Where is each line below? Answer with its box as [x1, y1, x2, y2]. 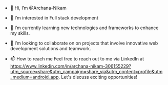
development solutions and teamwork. [10, 46, 91, 51]
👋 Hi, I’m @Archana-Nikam [10, 5, 67, 11]
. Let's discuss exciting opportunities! [58, 74, 137, 80]
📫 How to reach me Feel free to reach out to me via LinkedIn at [10, 56, 144, 61]
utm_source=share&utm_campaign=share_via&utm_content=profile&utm [10, 69, 163, 74]
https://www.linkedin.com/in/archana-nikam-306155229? [10, 63, 132, 69]
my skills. [10, 30, 30, 36]
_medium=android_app [10, 74, 59, 80]
